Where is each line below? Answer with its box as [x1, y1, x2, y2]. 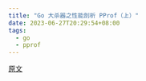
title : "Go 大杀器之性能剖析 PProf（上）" [8, 11, 139, 20]
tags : [8, 26, 26, 34]
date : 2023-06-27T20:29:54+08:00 [8, 19, 120, 27]
